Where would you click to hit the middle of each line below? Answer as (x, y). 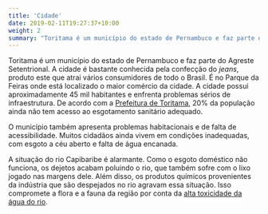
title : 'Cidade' (35, 16)
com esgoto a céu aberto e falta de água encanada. (93, 144)
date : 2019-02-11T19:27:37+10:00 (64, 23)
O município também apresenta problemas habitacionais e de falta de (122, 127)
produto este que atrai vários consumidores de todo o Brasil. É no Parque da (134, 77)
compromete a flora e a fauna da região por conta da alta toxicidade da (125, 193)
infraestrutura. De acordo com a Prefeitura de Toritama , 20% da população (132, 103)
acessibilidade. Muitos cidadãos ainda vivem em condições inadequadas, (129, 136)
